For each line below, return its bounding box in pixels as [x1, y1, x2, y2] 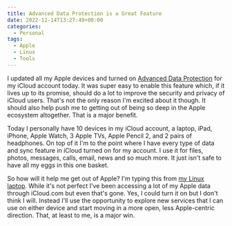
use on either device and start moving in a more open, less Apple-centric [7, 203, 215, 211]
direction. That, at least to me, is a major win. [7, 211, 135, 219]
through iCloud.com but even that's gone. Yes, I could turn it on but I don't [7, 189, 219, 197]
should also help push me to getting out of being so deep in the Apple [7, 103, 206, 111]
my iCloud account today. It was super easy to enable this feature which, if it [7, 81, 225, 90]
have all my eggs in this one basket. [7, 160, 109, 169]
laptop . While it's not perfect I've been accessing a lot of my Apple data [7, 181, 211, 190]
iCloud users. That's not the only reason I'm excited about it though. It [7, 96, 206, 104]
